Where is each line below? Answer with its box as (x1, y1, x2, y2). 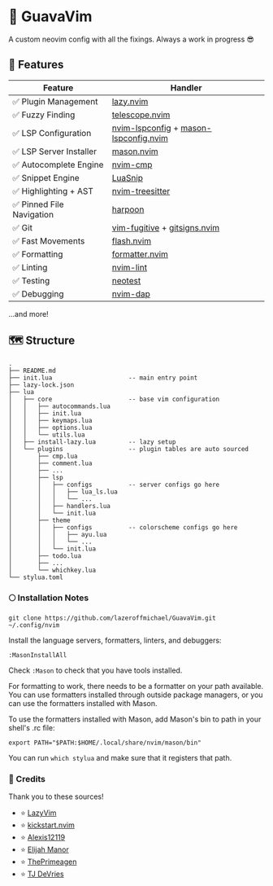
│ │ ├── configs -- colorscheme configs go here (8, 523, 238, 532)
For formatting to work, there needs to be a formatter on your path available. (8, 681, 264, 691)
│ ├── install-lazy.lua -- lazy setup (8, 437, 176, 446)
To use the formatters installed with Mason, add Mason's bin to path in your (8, 714, 262, 724)
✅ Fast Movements (12, 235, 85, 247)
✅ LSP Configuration (12, 127, 92, 138)
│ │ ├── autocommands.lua (8, 402, 111, 410)
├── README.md (8, 366, 57, 375)
